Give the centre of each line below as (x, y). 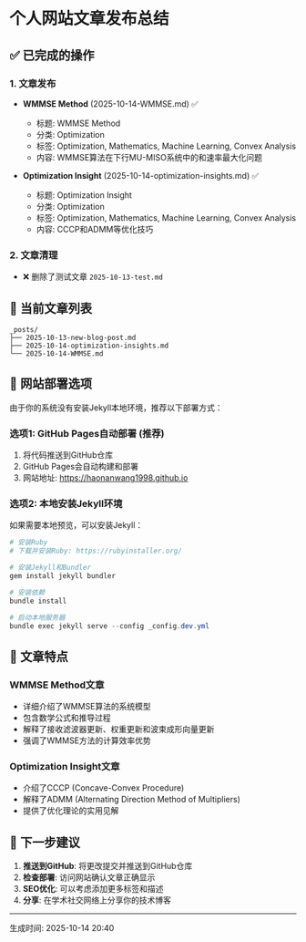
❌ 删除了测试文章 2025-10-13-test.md (93, 277)
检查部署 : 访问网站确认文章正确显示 (89, 877)
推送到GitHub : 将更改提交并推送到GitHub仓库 (107, 866)
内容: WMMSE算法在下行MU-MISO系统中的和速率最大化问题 (149, 157)
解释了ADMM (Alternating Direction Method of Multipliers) (132, 800)
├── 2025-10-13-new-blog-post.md (73, 337)
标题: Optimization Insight (84, 195)
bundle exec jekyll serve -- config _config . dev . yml (109, 626)
